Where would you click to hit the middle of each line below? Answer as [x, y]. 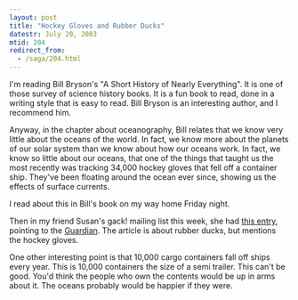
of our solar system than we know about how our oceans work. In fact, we [145, 149]
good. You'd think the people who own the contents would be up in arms [142, 276]
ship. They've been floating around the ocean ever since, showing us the [143, 177]
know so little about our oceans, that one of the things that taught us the [141, 158]
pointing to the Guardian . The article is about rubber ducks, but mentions [143, 231]
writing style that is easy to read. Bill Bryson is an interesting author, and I [144, 103]
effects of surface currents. [60, 186]
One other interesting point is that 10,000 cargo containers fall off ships [140, 257]
